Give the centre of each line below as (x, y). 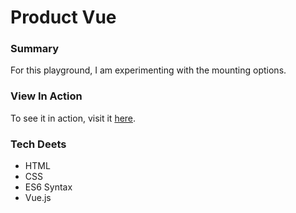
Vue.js (38, 198)
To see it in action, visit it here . (73, 118)
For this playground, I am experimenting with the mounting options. (148, 70)
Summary (35, 49)
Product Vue (63, 17)
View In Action (46, 96)
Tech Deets (38, 144)
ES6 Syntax (48, 187)
